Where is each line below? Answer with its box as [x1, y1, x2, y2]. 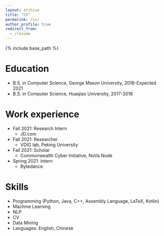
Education [5, 63, 49, 74]
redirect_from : [5, 27, 38, 32]
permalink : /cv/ [5, 17, 40, 22]
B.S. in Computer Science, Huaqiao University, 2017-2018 [12, 90, 133, 97]
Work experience [5, 109, 80, 120]
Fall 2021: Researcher [12, 136, 58, 142]
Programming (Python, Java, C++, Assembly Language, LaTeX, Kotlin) [12, 198, 159, 204]
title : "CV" [5, 12, 30, 17]
